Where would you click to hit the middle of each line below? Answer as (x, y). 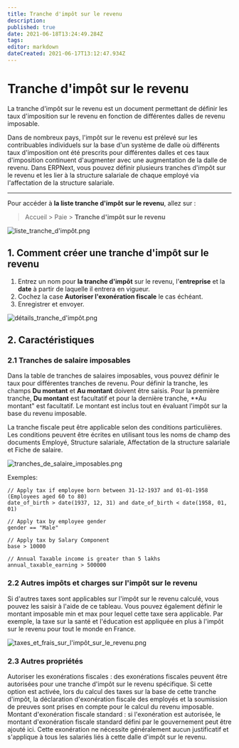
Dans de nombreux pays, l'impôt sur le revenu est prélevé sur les (102, 137)
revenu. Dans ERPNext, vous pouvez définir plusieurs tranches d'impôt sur (117, 167)
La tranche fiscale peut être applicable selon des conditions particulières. (115, 427)
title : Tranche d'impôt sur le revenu (65, 14)
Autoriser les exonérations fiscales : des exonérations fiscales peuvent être (117, 676)
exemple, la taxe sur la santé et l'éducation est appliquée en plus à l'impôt (116, 621)
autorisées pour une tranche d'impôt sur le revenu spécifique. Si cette (110, 684)
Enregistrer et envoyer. (51, 304)
